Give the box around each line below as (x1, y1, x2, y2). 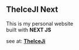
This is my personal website (6, 20, 74, 27)
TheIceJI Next (6, 5, 59, 15)
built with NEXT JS (6, 26, 51, 33)
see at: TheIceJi (6, 37, 46, 44)
